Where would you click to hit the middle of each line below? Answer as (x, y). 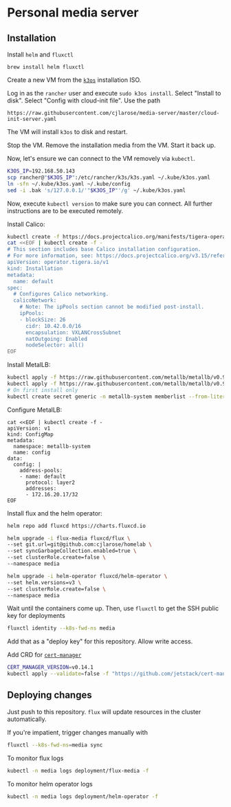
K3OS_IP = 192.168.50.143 (41, 171)
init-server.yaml (32, 119)
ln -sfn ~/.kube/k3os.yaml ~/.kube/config (69, 184)
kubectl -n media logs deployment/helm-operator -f (82, 796)
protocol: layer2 (50, 483)
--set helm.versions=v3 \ (44, 582)
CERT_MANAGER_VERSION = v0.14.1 (51, 667)
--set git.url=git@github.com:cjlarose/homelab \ (80, 544)
